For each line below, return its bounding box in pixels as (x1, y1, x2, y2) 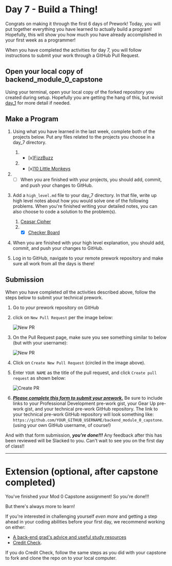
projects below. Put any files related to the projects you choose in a (12, 133, 155, 140)
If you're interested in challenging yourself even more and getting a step (5, 513, 158, 519)
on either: (5, 524, 26, 531)
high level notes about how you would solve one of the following (12, 198, 148, 204)
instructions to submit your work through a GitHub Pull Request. (5, 52, 140, 58)
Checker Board (28, 229, 60, 236)
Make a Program (5, 114, 59, 124)
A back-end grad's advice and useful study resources (12, 534, 126, 540)
